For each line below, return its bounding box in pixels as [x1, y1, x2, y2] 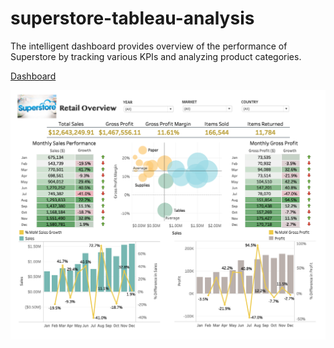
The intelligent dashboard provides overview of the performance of [10, 40, 288, 52]
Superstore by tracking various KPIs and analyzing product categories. [10, 50, 302, 62]
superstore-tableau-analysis [10, 7, 255, 30]
